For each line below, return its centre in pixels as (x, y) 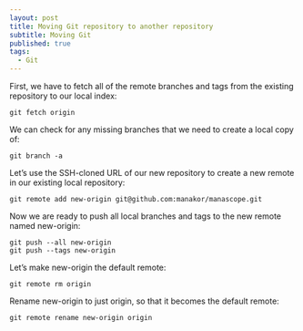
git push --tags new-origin (63, 251)
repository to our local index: (63, 96)
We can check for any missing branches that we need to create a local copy (151, 129)
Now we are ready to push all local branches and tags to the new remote (146, 216)
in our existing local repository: (67, 182)
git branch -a (36, 156)
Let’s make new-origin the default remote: (88, 267)
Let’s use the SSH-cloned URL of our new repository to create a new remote (152, 173)
